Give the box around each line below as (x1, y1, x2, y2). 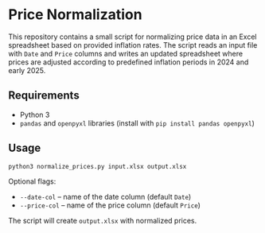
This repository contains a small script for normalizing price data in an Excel (8, 32, 257, 41)
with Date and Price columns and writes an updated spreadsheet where (8, 49, 244, 58)
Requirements (8, 89, 80, 103)
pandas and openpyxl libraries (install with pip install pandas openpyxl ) (19, 118, 255, 128)
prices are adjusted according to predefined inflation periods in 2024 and (8, 57, 249, 67)
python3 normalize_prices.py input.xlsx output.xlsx (8, 162, 187, 170)
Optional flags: (8, 177, 57, 186)
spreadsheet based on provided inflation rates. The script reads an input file (8, 40, 258, 49)
